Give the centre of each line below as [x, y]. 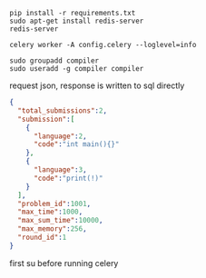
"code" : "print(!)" [68, 178]
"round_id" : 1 [42, 237]
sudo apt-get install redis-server [77, 21]
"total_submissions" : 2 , [62, 110]
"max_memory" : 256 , [53, 229]
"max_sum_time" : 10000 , [60, 221]
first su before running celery [64, 263]
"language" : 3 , [60, 170]
